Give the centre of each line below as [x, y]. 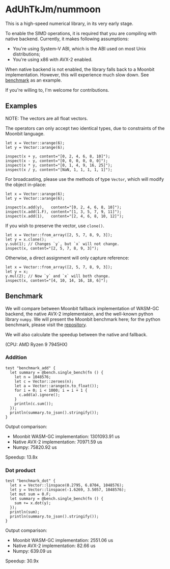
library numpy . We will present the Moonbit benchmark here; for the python [83, 319]
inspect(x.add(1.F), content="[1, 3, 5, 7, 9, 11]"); [64, 212]
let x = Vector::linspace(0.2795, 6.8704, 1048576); [67, 485]
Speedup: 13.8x [22, 457]
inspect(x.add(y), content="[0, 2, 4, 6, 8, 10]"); [64, 207]
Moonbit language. [25, 133]
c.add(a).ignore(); [39, 395]
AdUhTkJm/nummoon [53, 9]
